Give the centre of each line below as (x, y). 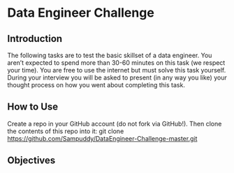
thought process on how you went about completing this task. (96, 85)
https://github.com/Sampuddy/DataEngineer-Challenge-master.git (102, 138)
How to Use (33, 107)
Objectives (31, 161)
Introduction (35, 39)
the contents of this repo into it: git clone (66, 131)
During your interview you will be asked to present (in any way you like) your (117, 77)
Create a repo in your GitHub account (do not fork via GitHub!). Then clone (115, 123)
